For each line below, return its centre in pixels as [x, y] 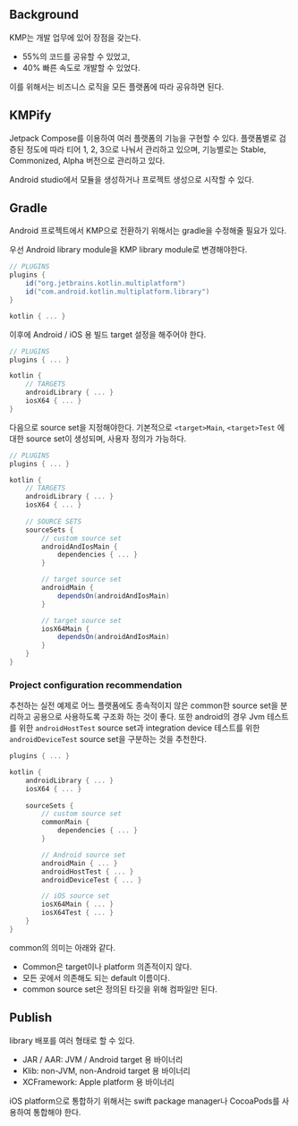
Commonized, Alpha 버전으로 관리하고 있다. [87, 160]
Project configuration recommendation [96, 685]
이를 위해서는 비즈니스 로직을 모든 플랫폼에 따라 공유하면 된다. [117, 86]
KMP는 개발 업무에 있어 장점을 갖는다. [75, 37]
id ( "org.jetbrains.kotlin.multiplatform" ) [106, 284]
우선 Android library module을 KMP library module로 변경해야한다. [128, 250]
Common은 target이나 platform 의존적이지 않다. [107, 967]
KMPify [30, 115]
